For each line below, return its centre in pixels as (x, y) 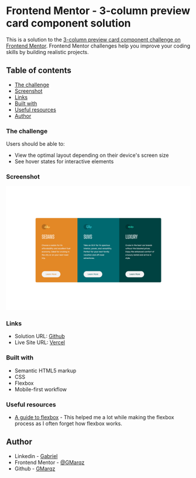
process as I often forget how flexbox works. (68, 423)
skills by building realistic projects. (47, 52)
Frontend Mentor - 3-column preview (98, 11)
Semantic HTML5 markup (45, 371)
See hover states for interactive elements (64, 161)
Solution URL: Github (40, 336)
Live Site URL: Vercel (40, 342)
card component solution (68, 23)
